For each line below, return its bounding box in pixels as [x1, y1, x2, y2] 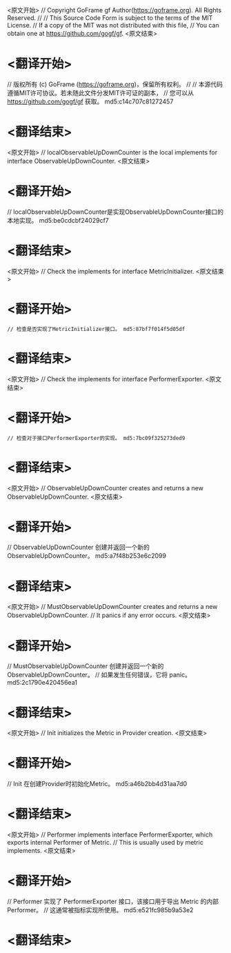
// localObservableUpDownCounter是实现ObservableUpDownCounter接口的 [7, 208, 224, 216]
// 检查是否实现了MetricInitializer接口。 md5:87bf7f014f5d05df [7, 325, 185, 332]
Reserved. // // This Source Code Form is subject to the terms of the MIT [7, 14, 213, 22]
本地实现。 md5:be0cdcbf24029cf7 [7, 216, 109, 224]
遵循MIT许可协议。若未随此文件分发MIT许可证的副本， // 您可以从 [7, 88, 194, 97]
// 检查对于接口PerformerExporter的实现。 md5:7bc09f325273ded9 [7, 434, 185, 441]
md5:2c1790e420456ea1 [7, 679, 78, 687]
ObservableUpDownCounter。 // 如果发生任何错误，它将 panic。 [7, 671, 192, 679]
